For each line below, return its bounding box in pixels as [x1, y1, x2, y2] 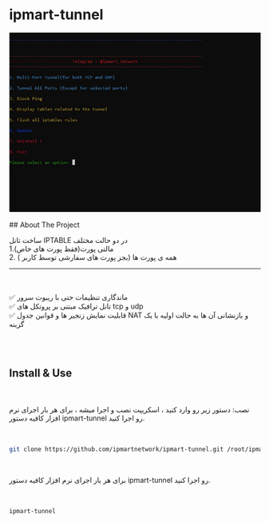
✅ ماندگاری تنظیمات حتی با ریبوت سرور [9, 292, 129, 301]
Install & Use [9, 366, 73, 381]
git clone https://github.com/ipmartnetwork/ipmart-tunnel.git [9, 445, 224, 453]
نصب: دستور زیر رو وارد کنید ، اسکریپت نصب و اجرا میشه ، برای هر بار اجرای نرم [9, 404, 250, 414]
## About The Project [9, 220, 81, 229]
